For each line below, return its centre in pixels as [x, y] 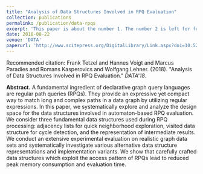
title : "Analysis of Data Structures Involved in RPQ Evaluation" [92, 12]
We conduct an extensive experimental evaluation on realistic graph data [97, 138]
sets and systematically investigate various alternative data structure [92, 145]
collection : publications [39, 18]
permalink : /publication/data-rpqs [51, 23]
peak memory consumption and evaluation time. [66, 164]
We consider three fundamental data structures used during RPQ [87, 119]
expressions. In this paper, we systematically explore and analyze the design [101, 106]
